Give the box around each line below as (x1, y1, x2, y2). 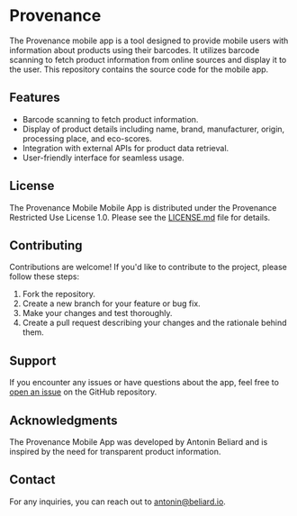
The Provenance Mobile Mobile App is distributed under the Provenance (9, 202, 277, 213)
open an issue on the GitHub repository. (9, 386, 157, 397)
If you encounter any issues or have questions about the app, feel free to (9, 377, 279, 388)
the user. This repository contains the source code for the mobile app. (9, 64, 269, 75)
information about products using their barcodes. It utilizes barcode (9, 44, 260, 55)
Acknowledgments (9, 412, 119, 428)
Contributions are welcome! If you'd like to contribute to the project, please (9, 262, 288, 273)
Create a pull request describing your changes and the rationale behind (22, 317, 287, 329)
